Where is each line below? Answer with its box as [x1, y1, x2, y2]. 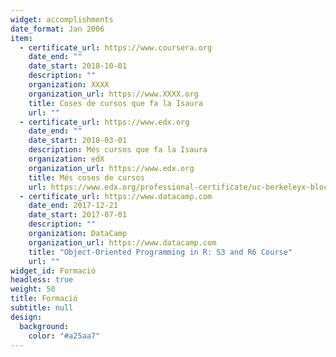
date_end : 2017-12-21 [28, 201, 118, 211]
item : [10, 33, 33, 43]
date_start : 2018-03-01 [28, 136, 128, 146]
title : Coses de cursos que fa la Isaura [28, 98, 203, 108]
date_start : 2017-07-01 [28, 210, 128, 220]
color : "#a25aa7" [28, 331, 101, 341]
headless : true [10, 275, 74, 285]
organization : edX [28, 154, 105, 164]
